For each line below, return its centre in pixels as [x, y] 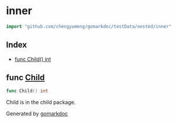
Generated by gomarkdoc [37, 114]
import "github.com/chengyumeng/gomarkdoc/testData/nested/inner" [89, 26]
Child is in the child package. [41, 102]
